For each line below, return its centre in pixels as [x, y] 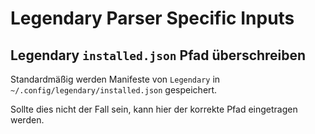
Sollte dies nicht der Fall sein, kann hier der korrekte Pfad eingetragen [154, 109]
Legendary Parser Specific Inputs [152, 18]
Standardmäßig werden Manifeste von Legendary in [115, 79]
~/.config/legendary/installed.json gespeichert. [114, 90]
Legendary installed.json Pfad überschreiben [158, 55]
